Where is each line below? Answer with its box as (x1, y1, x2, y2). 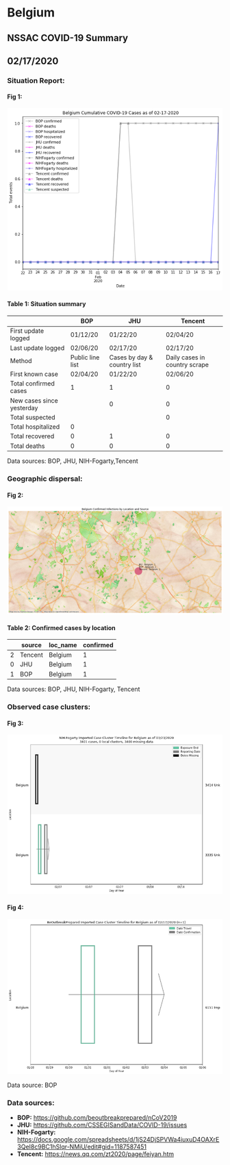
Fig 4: (7, 903, 24, 912)
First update (10, 327, 44, 335)
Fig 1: (7, 92, 23, 101)
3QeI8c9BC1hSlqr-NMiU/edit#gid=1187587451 (16, 1142, 147, 1151)
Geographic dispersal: (7, 474, 83, 484)
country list (109, 360, 142, 368)
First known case (10, 370, 58, 378)
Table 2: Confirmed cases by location (7, 623, 116, 631)
